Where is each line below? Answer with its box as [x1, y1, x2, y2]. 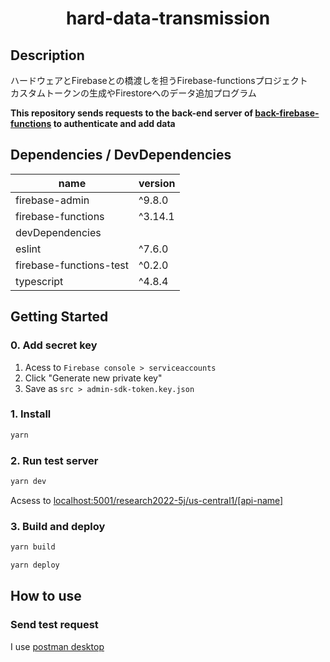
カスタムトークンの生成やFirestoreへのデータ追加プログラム [10, 87, 257, 99]
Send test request [10, 618, 99, 632]
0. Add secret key [10, 338, 98, 352]
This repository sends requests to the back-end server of [10, 107, 254, 119]
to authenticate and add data [53, 118, 176, 129]
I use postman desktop [10, 640, 105, 652]
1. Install [10, 407, 52, 421]
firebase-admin [15, 193, 90, 207]
